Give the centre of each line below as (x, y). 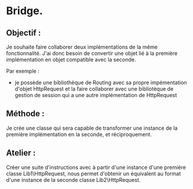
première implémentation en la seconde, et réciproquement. (79, 134)
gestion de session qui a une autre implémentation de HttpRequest (96, 95)
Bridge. (24, 11)
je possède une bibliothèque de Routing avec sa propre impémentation (101, 82)
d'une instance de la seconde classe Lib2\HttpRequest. (73, 180)
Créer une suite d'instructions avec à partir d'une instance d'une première (96, 167)
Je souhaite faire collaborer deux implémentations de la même (82, 47)
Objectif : (24, 33)
